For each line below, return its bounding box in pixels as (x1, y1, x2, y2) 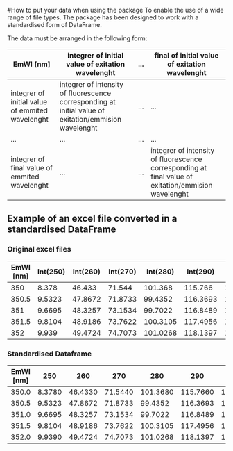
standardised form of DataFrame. (7, 21, 102, 28)
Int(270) (108, 267, 137, 277)
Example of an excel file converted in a (7, 213, 178, 224)
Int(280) (146, 267, 175, 277)
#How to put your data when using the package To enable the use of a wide (7, 6, 224, 14)
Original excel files (7, 245, 71, 254)
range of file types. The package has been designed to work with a (7, 13, 199, 22)
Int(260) (72, 267, 101, 277)
